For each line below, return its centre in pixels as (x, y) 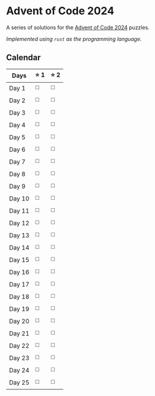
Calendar (23, 58)
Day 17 (19, 285)
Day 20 (19, 321)
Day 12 (19, 223)
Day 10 (19, 199)
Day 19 (19, 309)
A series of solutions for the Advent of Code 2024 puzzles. (78, 27)
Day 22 (19, 346)
